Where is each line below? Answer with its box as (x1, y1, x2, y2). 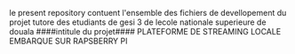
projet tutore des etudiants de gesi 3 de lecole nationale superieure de (9, 17, 267, 27)
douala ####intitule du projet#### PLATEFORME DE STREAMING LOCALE (9, 27, 282, 36)
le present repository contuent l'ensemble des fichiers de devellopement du (9, 8, 287, 18)
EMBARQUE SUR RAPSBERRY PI (9, 35, 128, 46)
